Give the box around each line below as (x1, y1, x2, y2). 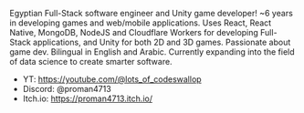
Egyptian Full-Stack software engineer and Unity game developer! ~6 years (9, 8, 294, 18)
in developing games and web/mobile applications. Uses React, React (9, 17, 272, 28)
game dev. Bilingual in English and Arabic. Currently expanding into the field (9, 46, 295, 57)
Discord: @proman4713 (22, 84, 111, 94)
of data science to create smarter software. (9, 56, 173, 67)
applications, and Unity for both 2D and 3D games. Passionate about (33, 36, 291, 47)
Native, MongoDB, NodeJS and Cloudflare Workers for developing (9, 27, 258, 37)
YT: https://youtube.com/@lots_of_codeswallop (22, 74, 203, 85)
